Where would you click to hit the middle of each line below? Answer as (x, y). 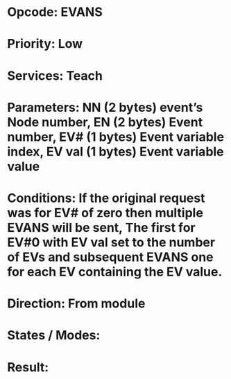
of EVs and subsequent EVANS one (110, 257)
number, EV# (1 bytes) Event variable (115, 137)
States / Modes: (54, 336)
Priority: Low (45, 44)
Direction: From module (76, 304)
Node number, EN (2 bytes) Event (105, 122)
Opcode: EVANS (55, 12)
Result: (28, 367)
